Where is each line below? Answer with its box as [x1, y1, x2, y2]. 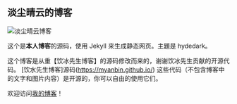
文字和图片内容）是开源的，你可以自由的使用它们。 [13, 74, 162, 82]
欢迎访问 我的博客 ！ [7, 89, 63, 97]
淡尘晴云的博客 [7, 6, 73, 19]
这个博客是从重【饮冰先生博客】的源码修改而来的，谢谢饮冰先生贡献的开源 [7, 56, 224, 65]
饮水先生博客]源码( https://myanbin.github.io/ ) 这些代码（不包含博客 [23, 65, 219, 74]
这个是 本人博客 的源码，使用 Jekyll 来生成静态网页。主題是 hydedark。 [7, 41, 212, 50]
